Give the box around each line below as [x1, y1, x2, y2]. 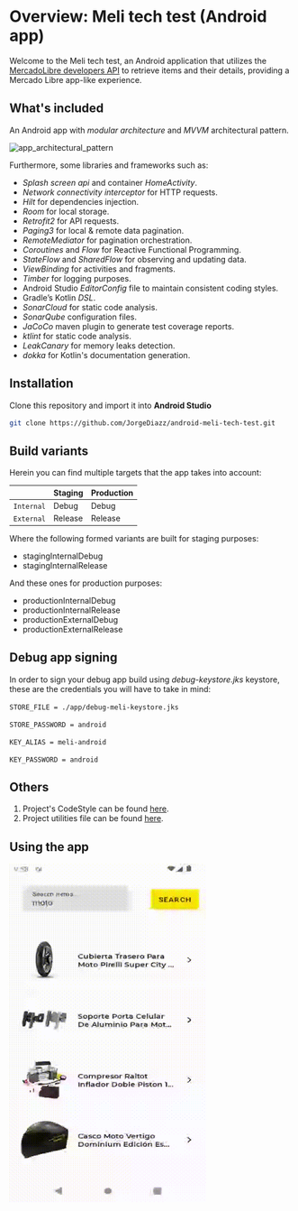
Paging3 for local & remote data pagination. [22, 225, 185, 236]
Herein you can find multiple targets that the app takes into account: [9, 467, 262, 478]
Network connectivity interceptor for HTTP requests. [22, 187, 219, 198]
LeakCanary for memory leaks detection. [22, 340, 176, 351]
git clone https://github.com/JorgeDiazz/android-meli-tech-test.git [9, 418, 276, 428]
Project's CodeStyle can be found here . [22, 803, 169, 814]
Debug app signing [9, 650, 118, 665]
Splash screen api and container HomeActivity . [22, 177, 198, 188]
